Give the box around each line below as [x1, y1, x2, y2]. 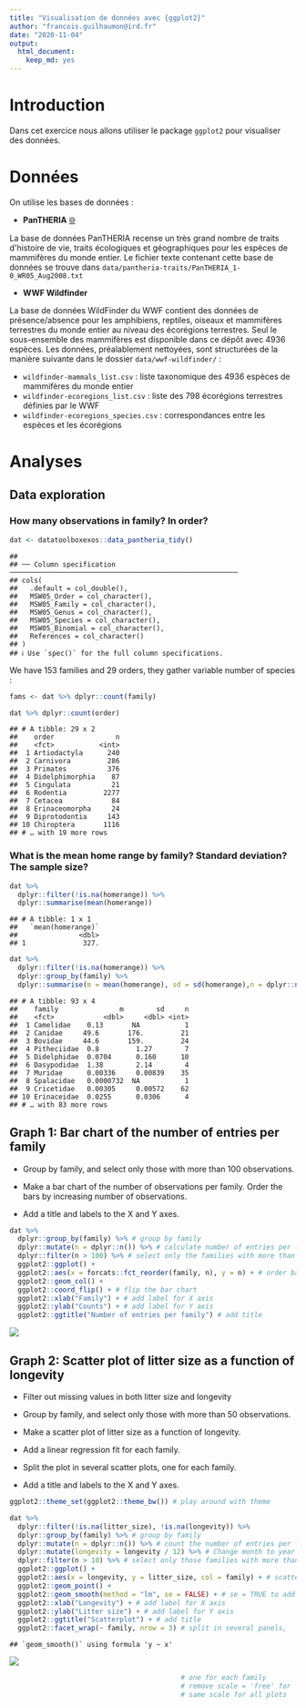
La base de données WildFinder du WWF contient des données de [9, 304, 260, 315]
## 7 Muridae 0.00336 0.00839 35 [9, 1068, 189, 1078]
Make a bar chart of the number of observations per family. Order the [22, 1181, 283, 1192]
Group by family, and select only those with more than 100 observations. [22, 1163, 295, 1174]
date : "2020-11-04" [9, 30, 84, 39]
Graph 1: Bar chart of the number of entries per [9, 1125, 280, 1140]
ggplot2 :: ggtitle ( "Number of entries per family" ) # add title [17, 1311, 262, 1320]
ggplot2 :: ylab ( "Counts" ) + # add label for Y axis [17, 1302, 214, 1312]
